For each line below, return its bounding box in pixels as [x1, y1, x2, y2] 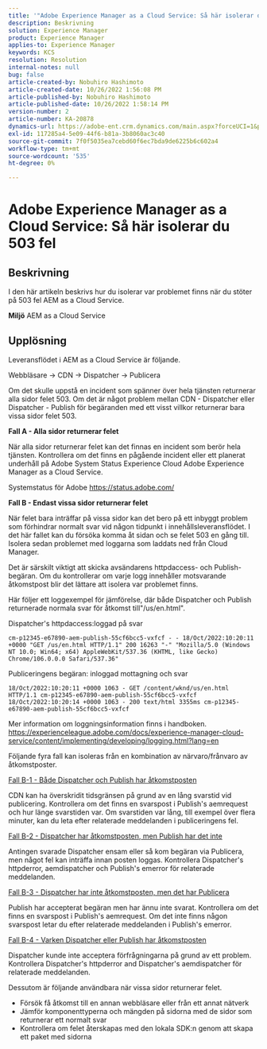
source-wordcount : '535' [8, 152, 91, 160]
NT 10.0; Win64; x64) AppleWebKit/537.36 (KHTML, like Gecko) [8, 648, 219, 656]
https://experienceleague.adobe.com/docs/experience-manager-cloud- [8, 727, 244, 737]
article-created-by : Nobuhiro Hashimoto [8, 78, 145, 86]
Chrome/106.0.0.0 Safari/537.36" [8, 655, 119, 663]
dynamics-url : [8, 122, 56, 130]
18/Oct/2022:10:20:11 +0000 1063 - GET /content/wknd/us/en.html [8, 684, 229, 692]
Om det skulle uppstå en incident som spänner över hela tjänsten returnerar [8, 385, 256, 395]
